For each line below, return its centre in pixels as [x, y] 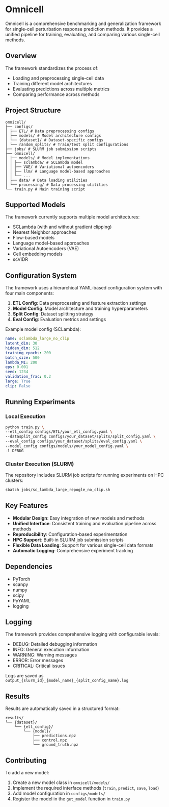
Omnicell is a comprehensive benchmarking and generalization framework [83, 23]
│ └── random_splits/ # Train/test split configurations [67, 144]
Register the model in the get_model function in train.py [71, 799]
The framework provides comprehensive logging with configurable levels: [83, 634]
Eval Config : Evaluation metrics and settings [59, 320]
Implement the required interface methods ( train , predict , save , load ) [86, 788]
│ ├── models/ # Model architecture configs [53, 136]
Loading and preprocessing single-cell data [58, 78]
